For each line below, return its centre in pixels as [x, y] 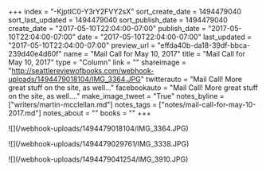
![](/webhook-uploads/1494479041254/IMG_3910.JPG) [98, 159]
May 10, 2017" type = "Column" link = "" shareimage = [98, 62]
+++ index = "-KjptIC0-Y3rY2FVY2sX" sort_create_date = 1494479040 [125, 12]
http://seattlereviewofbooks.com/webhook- [83, 70]
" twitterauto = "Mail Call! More [192, 79]
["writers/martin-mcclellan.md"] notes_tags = [83, 104]
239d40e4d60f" [35, 54]
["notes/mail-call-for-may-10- [207, 104]
